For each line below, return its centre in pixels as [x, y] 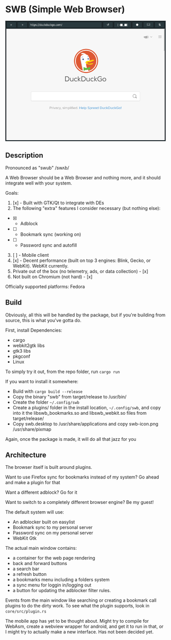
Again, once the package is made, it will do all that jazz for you [71, 439]
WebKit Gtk [24, 538]
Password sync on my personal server [53, 533]
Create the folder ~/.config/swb [46, 402]
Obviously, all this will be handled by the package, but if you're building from [85, 315]
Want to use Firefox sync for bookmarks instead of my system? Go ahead [82, 477]
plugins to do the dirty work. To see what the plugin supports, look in [77, 606]
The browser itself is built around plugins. [49, 467]
